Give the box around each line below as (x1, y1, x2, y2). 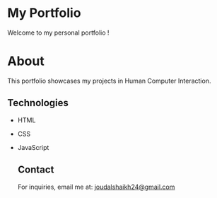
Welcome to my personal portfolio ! (7, 28, 110, 37)
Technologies (7, 97, 69, 109)
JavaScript (17, 143, 49, 151)
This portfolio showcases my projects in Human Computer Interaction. (7, 76, 211, 85)
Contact (17, 164, 54, 176)
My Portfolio (7, 5, 81, 21)
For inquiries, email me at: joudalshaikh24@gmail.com (17, 182, 175, 191)
